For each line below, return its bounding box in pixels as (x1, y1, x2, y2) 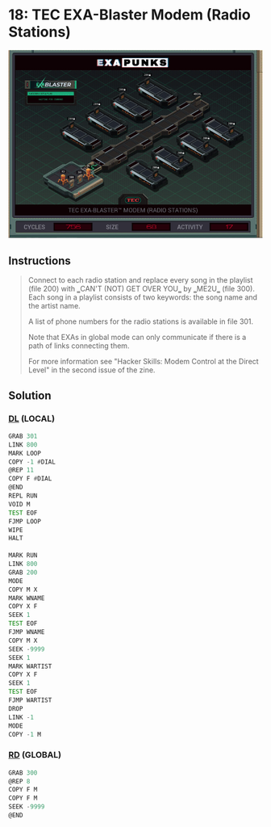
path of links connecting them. (27, 341, 130, 351)
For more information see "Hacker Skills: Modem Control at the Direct (27, 357, 260, 367)
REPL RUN (8, 492, 38, 500)
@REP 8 (8, 777, 31, 785)
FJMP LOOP (8, 517, 42, 526)
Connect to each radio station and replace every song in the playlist (27, 275, 253, 285)
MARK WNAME (8, 594, 45, 602)
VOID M (8, 500, 31, 508)
